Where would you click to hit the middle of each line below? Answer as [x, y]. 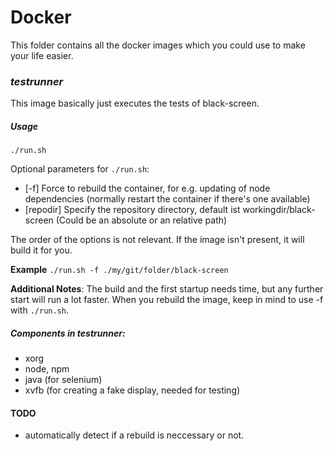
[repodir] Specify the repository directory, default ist [132, 210]
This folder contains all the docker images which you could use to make [158, 45]
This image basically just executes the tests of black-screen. [135, 103]
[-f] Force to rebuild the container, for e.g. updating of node [147, 188]
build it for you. [41, 250]
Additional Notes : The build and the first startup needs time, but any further [167, 289]
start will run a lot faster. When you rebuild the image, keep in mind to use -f [167, 300]
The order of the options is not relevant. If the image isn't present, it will [157, 240]
